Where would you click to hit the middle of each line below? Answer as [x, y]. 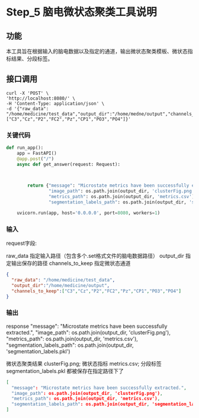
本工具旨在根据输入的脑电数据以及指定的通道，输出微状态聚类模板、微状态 [97, 51]
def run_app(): [25, 148]
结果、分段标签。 [32, 59]
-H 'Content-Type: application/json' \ [55, 103]
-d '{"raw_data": [28, 109]
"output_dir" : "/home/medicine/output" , [61, 285]
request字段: [22, 243]
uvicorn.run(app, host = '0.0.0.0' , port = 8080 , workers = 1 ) [89, 213]
